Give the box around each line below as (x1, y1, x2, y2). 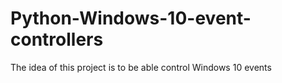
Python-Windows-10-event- (10, 7, 252, 30)
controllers (10, 28, 104, 51)
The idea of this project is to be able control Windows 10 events (10, 61, 272, 73)
